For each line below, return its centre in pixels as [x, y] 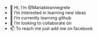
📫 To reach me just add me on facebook [51, 28]
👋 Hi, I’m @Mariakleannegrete [40, 8]
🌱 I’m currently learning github [40, 18]
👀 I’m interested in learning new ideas [48, 13]
